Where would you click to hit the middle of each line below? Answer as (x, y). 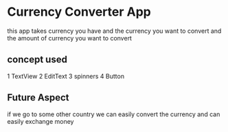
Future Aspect (38, 97)
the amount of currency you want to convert (70, 38)
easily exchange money (41, 121)
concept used (37, 60)
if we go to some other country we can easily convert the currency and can (114, 114)
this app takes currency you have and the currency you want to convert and (114, 31)
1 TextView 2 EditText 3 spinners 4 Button (66, 76)
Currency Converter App (79, 12)
